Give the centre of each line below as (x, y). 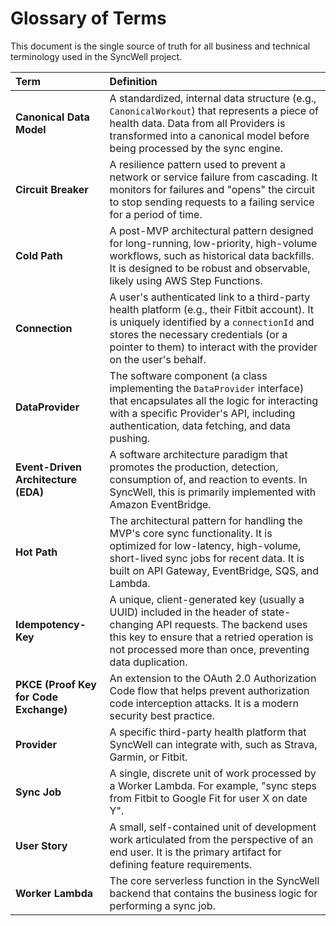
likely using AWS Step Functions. (186, 280)
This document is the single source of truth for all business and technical (160, 46)
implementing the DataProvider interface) (207, 388)
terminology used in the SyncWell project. (96, 56)
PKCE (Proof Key (56, 684)
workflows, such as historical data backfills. (212, 255)
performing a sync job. (162, 905)
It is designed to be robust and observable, (210, 268)
